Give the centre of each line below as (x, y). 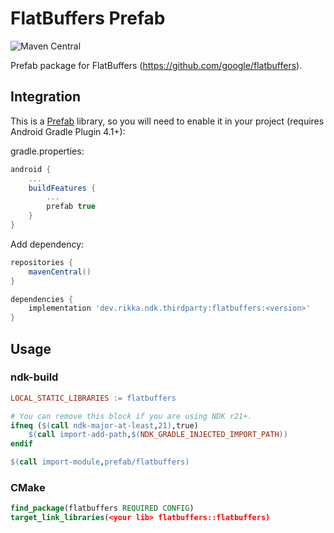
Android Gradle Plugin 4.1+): (68, 131)
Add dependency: (47, 244)
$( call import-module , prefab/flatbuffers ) (100, 462)
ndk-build (34, 377)
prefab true (71, 207)
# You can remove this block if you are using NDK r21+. (131, 416)
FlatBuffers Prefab (88, 18)
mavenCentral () (60, 272)
